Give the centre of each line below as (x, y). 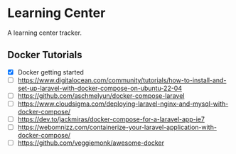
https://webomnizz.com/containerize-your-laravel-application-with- (117, 127)
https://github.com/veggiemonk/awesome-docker (91, 143)
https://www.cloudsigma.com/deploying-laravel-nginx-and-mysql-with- (123, 104)
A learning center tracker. (45, 33)
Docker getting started (50, 72)
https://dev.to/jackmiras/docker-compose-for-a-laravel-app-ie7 (111, 119)
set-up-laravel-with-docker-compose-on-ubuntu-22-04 (100, 88)
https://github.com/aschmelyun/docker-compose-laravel (101, 95)
